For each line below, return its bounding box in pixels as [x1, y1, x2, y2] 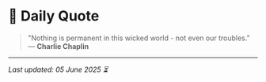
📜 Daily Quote [8, 7, 100, 25]
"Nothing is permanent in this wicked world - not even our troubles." [27, 33, 251, 43]
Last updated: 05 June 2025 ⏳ [8, 65, 108, 74]
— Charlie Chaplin [27, 41, 89, 50]
